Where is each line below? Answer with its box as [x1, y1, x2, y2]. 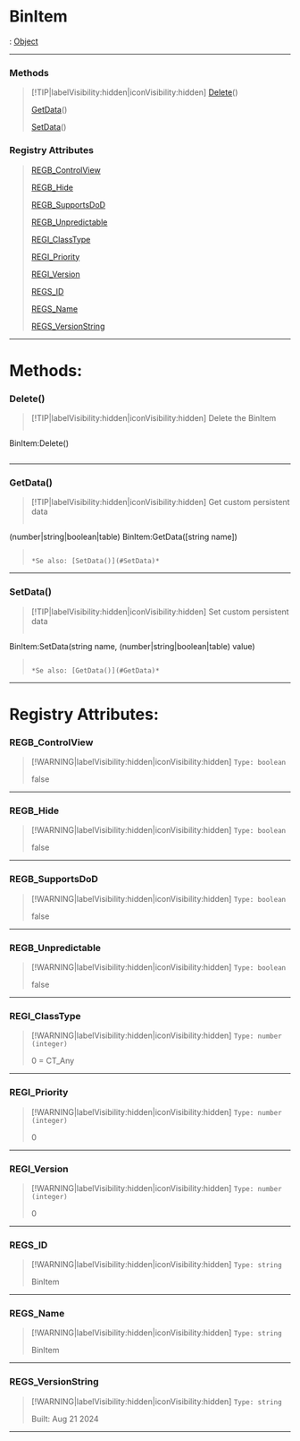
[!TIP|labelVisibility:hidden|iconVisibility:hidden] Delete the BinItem [30, 413, 277, 424]
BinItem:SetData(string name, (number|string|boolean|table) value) [9, 640, 256, 651]
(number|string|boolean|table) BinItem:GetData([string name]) [9, 531, 238, 543]
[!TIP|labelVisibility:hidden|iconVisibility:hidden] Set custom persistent [30, 606, 289, 617]
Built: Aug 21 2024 [30, 1413, 100, 1424]
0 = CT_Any [30, 1055, 75, 1067]
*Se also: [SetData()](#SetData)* [30, 557, 160, 566]
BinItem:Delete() [9, 438, 70, 449]
